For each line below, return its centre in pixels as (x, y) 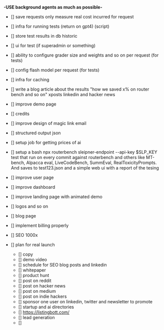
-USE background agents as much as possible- (53, 7)
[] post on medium (37, 291)
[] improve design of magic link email (49, 123)
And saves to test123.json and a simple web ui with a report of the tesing (85, 168)
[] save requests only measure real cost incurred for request (72, 17)
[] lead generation (36, 317)
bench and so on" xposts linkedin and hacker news (63, 94)
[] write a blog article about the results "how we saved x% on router (80, 89)
